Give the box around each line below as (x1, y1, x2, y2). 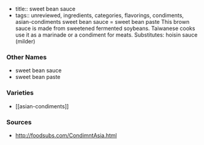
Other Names (6, 53, 47, 61)
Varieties (6, 89, 34, 97)
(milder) (15, 38, 36, 45)
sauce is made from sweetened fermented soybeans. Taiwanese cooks (15, 24, 195, 32)
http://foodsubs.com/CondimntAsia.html (15, 132, 118, 139)
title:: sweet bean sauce (15, 6, 75, 12)
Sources (6, 117, 32, 126)
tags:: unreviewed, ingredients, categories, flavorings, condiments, (15, 12, 184, 19)
